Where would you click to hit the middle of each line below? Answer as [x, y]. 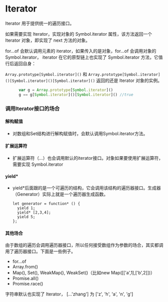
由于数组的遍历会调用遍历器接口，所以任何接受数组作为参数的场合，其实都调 [84, 245]
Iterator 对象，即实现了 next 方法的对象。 [48, 40]
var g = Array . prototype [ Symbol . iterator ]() [66, 90]
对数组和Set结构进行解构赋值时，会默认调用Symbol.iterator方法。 [80, 133]
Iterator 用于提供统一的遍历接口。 [40, 23]
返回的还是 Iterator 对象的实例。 [129, 80]
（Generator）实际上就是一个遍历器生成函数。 [60, 194]
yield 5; [26, 217]
